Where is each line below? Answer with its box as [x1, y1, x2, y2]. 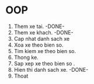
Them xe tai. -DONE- [13, 23, 65, 30]
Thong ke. [13, 54, 39, 61]
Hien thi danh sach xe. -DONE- [13, 66, 89, 73]
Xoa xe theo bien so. [13, 41, 64, 48]
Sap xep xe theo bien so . [13, 60, 75, 67]
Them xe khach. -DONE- [13, 29, 74, 36]
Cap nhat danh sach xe [13, 35, 70, 42]
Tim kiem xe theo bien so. [13, 47, 76, 54]
